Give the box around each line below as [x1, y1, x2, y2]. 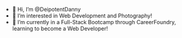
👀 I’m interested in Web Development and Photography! [12, 12, 153, 19]
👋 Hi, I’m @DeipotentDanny [12, 6, 81, 13]
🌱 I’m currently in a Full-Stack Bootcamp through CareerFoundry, [12, 19, 176, 25]
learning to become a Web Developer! [12, 25, 108, 32]
